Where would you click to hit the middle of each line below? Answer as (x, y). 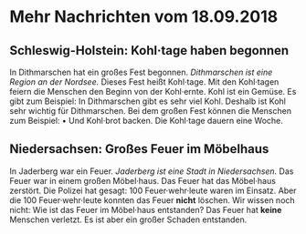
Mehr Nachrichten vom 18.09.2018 (144, 17)
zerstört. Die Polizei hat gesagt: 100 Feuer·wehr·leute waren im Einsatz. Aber (153, 190)
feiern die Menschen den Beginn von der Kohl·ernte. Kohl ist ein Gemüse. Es (153, 92)
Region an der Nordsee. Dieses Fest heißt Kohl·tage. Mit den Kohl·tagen (144, 82)
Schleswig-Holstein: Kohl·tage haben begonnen (149, 51)
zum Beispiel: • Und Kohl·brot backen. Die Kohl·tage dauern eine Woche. (146, 121)
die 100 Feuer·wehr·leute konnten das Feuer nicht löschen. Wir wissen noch (152, 200)
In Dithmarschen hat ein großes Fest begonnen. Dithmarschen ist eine (141, 72)
